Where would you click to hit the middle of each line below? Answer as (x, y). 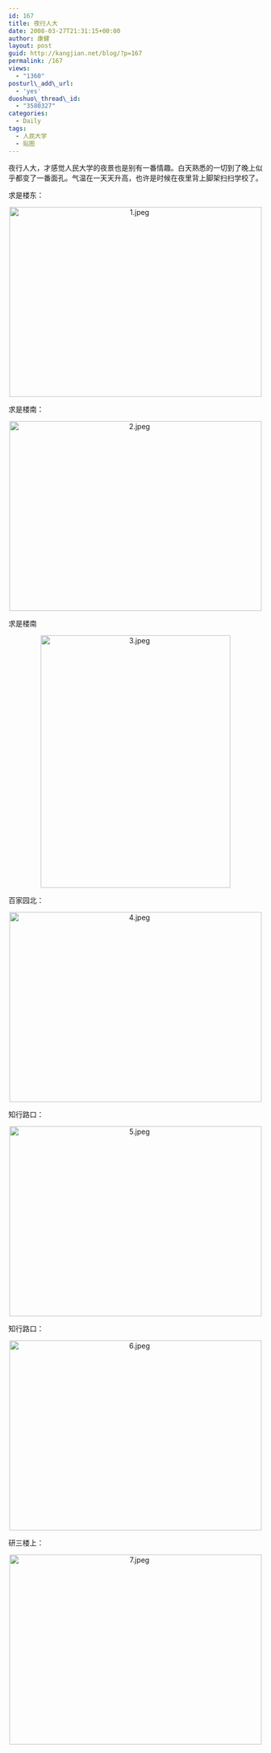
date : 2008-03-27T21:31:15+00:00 (65, 31)
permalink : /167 (35, 61)
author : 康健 (29, 38)
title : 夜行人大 (33, 23)
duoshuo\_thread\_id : (45, 99)
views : (19, 69)
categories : (28, 114)
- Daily (29, 121)
